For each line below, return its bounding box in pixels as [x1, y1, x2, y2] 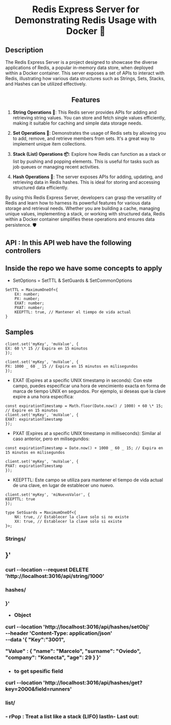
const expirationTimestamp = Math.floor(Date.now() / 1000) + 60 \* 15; [5, 403, 163, 408]
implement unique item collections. [12, 140, 87, 147]
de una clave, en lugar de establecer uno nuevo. [12, 482, 114, 488]
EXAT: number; [14, 301, 44, 306]
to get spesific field [14, 667, 63, 674]
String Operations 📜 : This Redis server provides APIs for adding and [12, 109, 157, 115]
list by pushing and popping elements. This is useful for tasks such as [12, 158, 160, 164]
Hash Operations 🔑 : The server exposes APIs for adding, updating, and [12, 174, 163, 180]
